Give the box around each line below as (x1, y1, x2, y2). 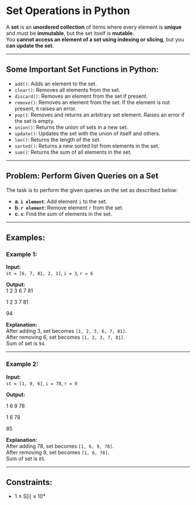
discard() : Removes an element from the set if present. (14, 92, 148, 99)
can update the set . (6, 42, 54, 49)
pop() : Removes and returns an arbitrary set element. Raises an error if (14, 111, 185, 118)
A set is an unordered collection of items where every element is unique (6, 23, 182, 30)
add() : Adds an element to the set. (14, 80, 97, 87)
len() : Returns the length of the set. (14, 136, 101, 143)
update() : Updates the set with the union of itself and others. (14, 130, 160, 137)
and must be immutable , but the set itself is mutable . (6, 29, 134, 36)
